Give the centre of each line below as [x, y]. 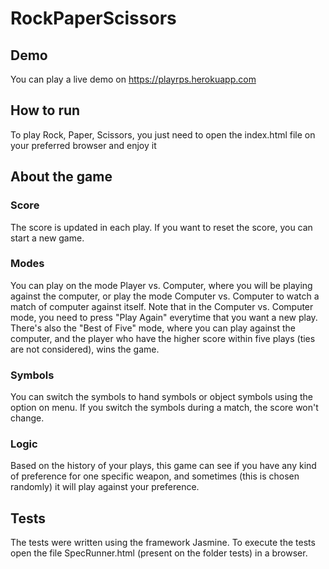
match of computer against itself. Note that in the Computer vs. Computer [162, 306]
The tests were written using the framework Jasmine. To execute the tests [163, 543]
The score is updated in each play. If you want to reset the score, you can [161, 227]
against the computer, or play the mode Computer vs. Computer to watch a [165, 296]
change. [27, 418]
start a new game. [47, 238]
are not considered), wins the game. [85, 349]
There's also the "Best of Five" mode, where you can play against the [153, 328]
